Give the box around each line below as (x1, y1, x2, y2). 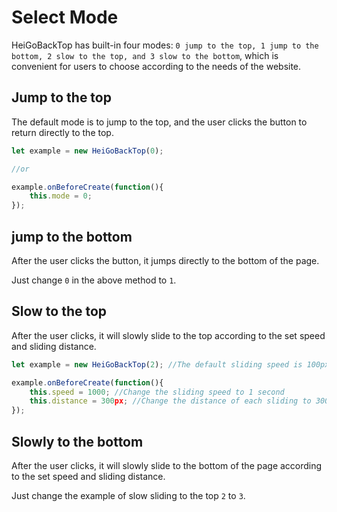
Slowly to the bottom (11, 433, 144, 450)
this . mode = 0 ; (29, 191, 93, 201)
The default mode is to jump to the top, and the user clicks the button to (11, 116, 308, 128)
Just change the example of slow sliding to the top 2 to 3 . (11, 489, 246, 501)
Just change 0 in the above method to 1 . (11, 274, 177, 286)
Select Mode (11, 6, 119, 29)
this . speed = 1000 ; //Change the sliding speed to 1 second (29, 387, 285, 397)
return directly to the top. (11, 126, 114, 138)
